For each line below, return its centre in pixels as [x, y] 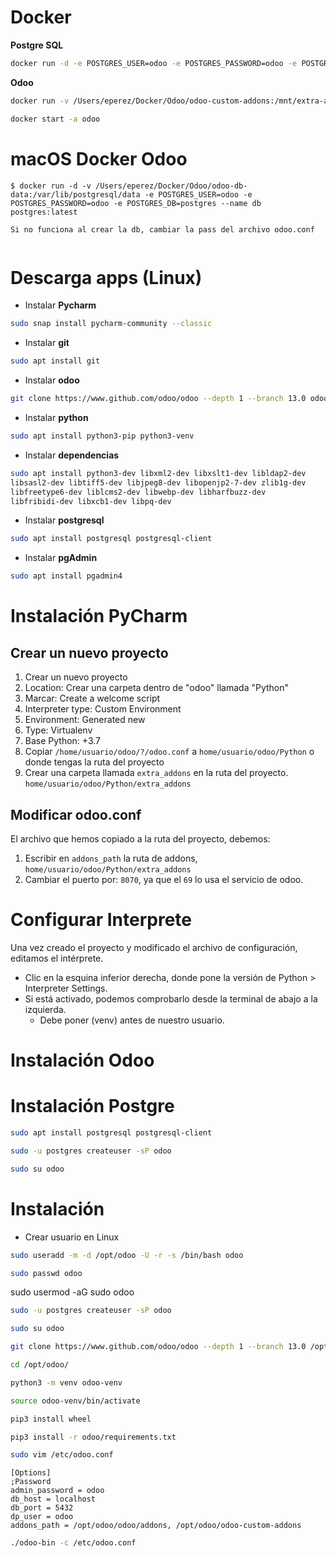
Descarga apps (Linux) [106, 277]
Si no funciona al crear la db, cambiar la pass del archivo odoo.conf [162, 229]
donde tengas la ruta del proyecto [94, 762]
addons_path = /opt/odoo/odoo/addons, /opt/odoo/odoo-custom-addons [156, 1526]
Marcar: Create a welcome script [92, 698]
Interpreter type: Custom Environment [103, 709]
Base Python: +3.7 [63, 741]
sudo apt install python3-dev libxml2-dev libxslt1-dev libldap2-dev [158, 473]
